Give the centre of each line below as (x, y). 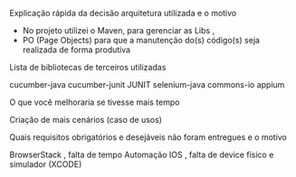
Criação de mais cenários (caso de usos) (86, 120)
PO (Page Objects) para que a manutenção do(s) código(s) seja (141, 40)
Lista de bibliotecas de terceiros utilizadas (88, 67)
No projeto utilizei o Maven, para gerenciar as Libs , (119, 30)
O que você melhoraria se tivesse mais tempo (95, 102)
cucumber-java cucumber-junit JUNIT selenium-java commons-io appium (147, 84)
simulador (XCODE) (46, 164)
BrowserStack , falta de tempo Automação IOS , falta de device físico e (142, 154)
